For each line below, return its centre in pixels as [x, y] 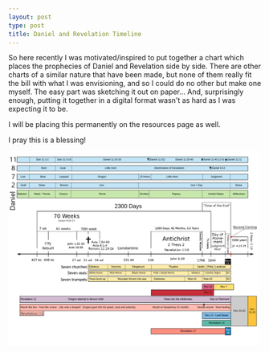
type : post [26, 25]
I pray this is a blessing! [47, 140]
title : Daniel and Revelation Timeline [75, 34]
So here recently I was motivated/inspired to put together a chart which [126, 58]
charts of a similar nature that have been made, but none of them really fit [130, 75]
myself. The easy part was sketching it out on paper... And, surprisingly [126, 92]
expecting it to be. [38, 109]
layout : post [30, 17]
